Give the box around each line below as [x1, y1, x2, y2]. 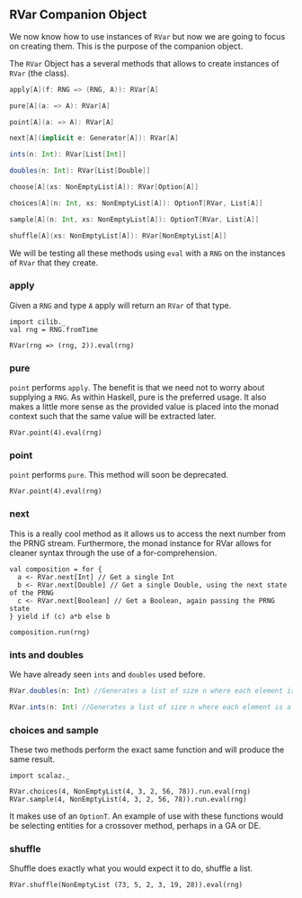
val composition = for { [9, 564, 102, 574]
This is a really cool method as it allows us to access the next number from [9, 528, 286, 539]
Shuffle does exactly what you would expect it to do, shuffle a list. [9, 863, 253, 874]
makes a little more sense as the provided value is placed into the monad [9, 401, 280, 412]
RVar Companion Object [9, 7, 147, 22]
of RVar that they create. [9, 256, 99, 268]
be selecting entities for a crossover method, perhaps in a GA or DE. [9, 821, 262, 831]
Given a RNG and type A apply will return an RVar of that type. [9, 300, 232, 310]
